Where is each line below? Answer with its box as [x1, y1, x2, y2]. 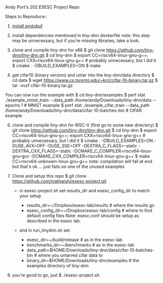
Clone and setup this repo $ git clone [12, 173, 87, 179]
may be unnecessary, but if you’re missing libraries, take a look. [12, 38, 140, 43]
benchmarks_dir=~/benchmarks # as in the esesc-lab [26, 242, 135, 248]
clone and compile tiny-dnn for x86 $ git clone [12, 47, 106, 53]
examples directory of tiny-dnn [26, 263, 89, 268]
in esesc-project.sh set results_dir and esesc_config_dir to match [19, 188, 150, 193]
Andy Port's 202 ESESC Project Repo [5, 4, 80, 10]
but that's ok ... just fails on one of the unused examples [12, 163, 125, 169]
